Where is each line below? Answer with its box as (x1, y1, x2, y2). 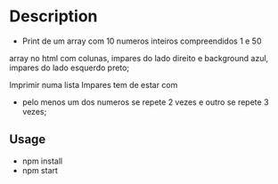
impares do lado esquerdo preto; (9, 62, 130, 73)
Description (9, 6, 98, 27)
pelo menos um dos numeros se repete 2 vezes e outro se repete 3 (21, 96, 269, 108)
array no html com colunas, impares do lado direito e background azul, (9, 52, 269, 63)
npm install (21, 156, 63, 166)
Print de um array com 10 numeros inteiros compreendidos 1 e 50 (21, 36, 262, 46)
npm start (21, 164, 58, 175)
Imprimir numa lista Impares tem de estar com (9, 79, 178, 90)
